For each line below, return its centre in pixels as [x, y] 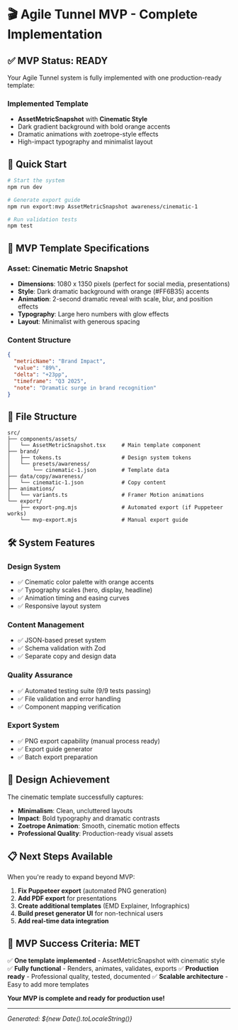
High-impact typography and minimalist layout [85, 142]
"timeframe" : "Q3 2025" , [50, 381]
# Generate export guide [44, 200]
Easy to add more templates [48, 985]
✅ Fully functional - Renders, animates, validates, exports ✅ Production [113, 969]
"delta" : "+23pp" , [41, 375]
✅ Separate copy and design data [67, 656]
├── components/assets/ [42, 439]
